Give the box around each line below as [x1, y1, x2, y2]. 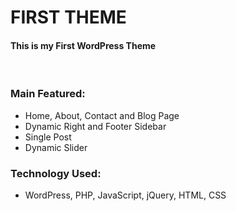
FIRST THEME [10, 6, 127, 29]
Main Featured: [10, 87, 86, 101]
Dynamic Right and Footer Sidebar [24, 120, 167, 132]
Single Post [24, 131, 72, 143]
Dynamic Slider [24, 141, 88, 153]
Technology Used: [10, 166, 102, 180]
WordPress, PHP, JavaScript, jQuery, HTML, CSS [24, 189, 227, 201]
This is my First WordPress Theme [10, 39, 157, 51]
